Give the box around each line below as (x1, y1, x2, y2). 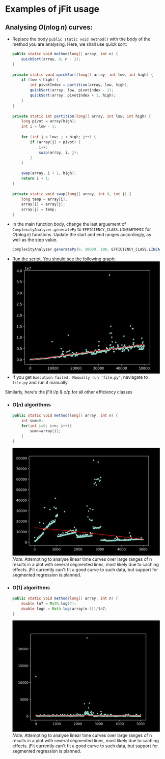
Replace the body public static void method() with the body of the (12, 36, 151, 42)
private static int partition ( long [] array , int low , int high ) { (12, 114, 151, 119)
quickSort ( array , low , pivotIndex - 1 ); (30, 88, 114, 93)
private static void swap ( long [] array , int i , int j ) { (12, 191, 132, 196)
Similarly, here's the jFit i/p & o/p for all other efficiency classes (5, 389, 133, 395)
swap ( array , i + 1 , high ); (21, 171, 77, 176)
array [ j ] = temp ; (21, 207, 57, 212)
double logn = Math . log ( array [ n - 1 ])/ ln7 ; (21, 606, 107, 611)
